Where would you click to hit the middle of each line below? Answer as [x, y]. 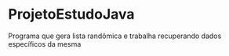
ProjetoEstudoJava [71, 14]
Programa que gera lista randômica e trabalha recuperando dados [115, 36]
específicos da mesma [45, 44]
